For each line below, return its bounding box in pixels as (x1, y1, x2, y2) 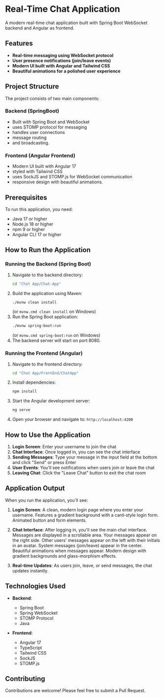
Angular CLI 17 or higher (12, 232, 62, 237)
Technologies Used (5, 582, 66, 591)
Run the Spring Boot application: (12, 314, 78, 320)
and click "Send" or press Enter (12, 460, 76, 465)
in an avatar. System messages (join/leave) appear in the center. (12, 542, 143, 548)
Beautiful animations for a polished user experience (12, 68, 121, 74)
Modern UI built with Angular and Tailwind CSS (12, 63, 110, 68)
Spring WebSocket (19, 610, 58, 616)
